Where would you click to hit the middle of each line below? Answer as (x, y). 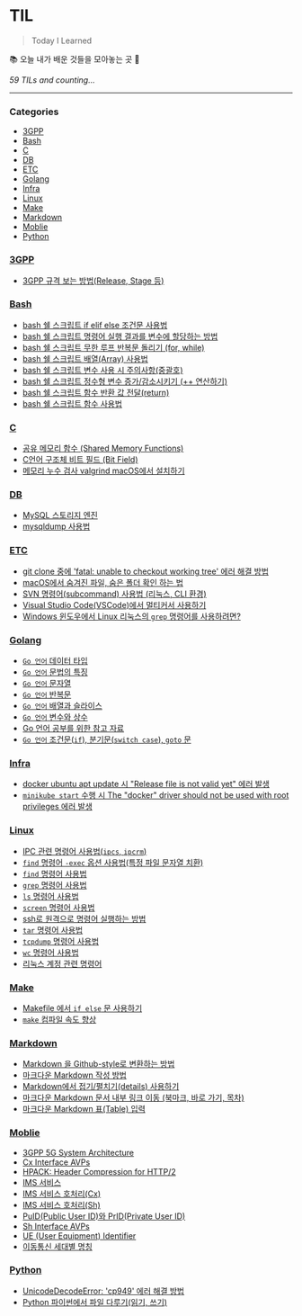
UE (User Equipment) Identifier (79, 1235)
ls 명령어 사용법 (50, 896)
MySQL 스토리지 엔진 (60, 515)
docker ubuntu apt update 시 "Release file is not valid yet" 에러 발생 (146, 784)
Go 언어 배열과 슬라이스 (62, 706)
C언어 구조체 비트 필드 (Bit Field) (80, 460)
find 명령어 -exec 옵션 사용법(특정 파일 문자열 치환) (113, 862)
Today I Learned (62, 40)
